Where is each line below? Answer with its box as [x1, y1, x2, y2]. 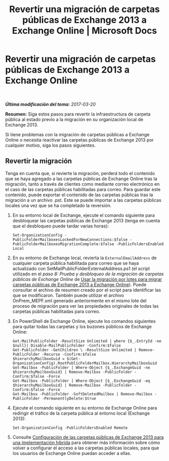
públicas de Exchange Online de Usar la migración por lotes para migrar [12, 276, 162, 282]
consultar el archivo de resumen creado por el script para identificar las [12, 286, 161, 293]
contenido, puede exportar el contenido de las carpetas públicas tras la [5, 192, 153, 198]
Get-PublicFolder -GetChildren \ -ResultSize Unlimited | [12, 347, 137, 353]
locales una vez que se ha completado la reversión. [5, 202, 112, 208]
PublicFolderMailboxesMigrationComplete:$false [12, 241, 114, 247]
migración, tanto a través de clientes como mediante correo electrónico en [5, 181, 160, 187]
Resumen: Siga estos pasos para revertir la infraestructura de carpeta [5, 111, 151, 117]
